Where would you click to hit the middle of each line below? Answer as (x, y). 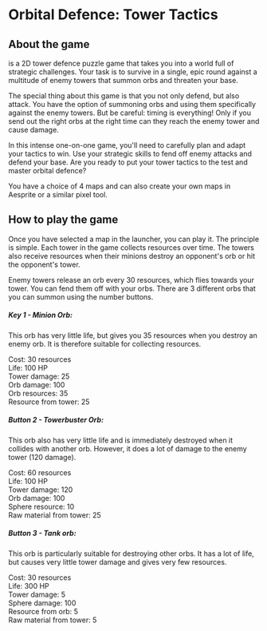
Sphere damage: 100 (42, 603)
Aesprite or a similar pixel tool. (58, 194)
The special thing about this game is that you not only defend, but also (124, 96)
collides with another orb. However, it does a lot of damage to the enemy (128, 448)
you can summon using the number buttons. (81, 296)
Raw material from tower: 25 (55, 515)
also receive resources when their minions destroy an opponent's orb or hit (132, 256)
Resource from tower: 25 (49, 402)
